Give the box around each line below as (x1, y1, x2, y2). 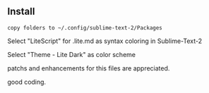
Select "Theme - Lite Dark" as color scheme (7, 50, 136, 58)
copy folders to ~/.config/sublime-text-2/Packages (7, 24, 162, 31)
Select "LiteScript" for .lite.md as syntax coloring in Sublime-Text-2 (7, 37, 203, 45)
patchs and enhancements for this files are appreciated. (7, 63, 170, 73)
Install (7, 6, 35, 18)
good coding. (7, 77, 47, 86)
